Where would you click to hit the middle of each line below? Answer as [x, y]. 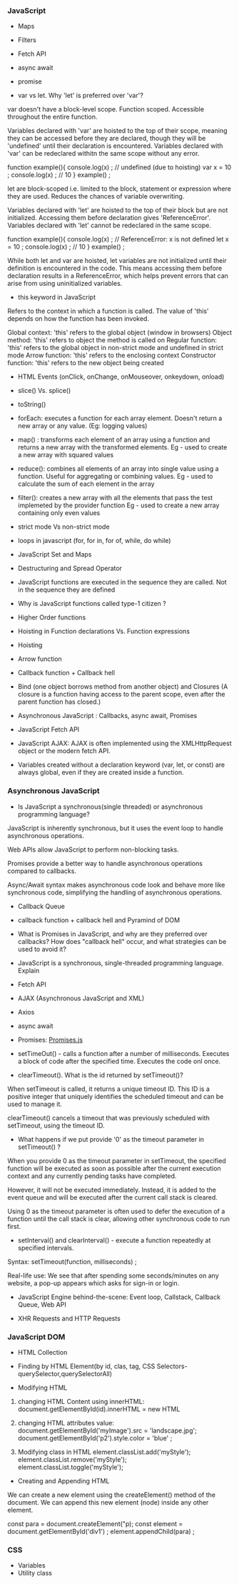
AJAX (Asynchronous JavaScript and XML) [81, 998]
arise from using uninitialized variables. [65, 284]
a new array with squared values [66, 455]
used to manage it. [35, 1104]
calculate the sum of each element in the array [86, 484]
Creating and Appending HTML [63, 1480]
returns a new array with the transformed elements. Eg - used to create [122, 447]
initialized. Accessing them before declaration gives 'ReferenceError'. [109, 218]
